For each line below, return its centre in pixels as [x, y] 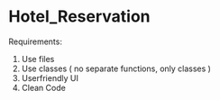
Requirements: [35, 41]
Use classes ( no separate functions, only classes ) [116, 68]
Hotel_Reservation [79, 17]
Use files [38, 59]
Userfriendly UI [50, 77]
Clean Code [44, 87]
